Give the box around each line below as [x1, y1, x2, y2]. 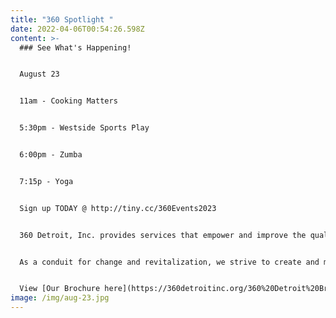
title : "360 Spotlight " [10, 14, 114, 25]
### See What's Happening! [19, 42, 132, 53]
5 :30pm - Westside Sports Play [19, 123, 150, 133]
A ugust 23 [19, 69, 60, 80]
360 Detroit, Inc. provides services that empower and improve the [19, 230, 307, 240]
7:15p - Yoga [19, 176, 74, 186]
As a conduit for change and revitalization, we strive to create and [19, 257, 320, 267]
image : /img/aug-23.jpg [10, 293, 110, 303]
